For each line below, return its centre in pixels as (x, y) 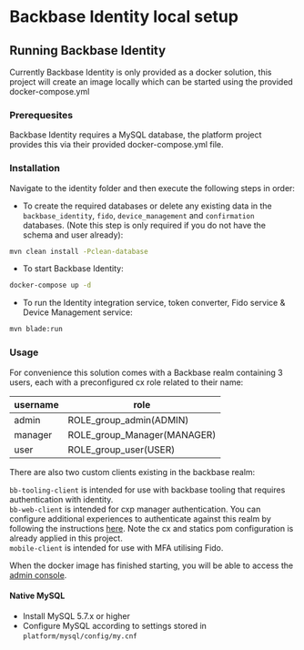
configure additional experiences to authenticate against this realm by (140, 518)
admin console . (38, 574)
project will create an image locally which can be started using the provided (151, 82)
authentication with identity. (61, 499)
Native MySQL (37, 596)
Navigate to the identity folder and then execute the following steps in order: (152, 188)
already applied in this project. (66, 538)
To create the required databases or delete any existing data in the (147, 206)
